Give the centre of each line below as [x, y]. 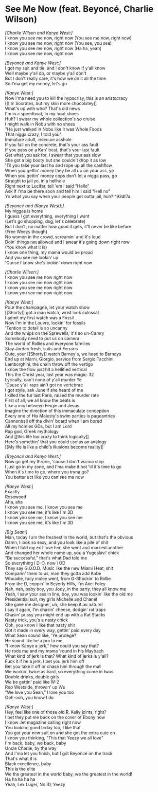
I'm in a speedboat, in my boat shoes [42, 113]
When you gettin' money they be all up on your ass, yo [60, 170]
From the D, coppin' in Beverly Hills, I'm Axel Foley [55, 584]
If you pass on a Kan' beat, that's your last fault [52, 150]
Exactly [12, 491]
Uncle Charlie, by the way [31, 748]
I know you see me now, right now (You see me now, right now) [69, 38]
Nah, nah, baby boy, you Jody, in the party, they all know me [66, 589]
